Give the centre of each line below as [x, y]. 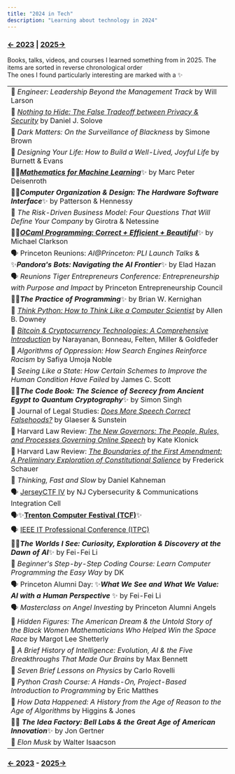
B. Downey [29, 319]
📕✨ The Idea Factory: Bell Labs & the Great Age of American [113, 722]
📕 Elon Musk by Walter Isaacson [63, 742]
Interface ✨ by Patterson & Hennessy [72, 201]
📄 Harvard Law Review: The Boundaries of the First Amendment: [116, 451]
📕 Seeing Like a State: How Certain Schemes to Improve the [109, 370]
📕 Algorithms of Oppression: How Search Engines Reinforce [109, 351]
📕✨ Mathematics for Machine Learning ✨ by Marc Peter [103, 172]
